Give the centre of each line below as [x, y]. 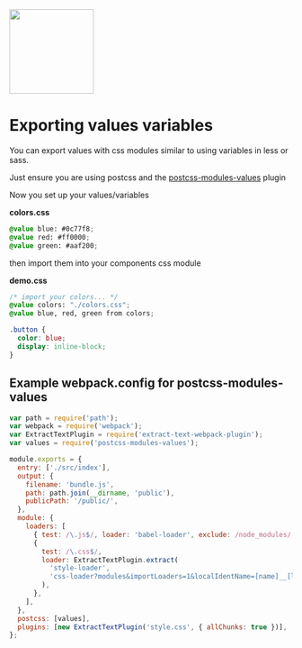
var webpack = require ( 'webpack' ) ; [76, 426]
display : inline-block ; [62, 346]
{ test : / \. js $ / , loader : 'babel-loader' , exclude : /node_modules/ [162, 534]
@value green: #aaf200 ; [54, 246]
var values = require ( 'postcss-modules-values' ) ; [104, 443]
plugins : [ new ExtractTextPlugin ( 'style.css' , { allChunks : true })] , [152, 627]
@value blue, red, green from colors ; [82, 314]
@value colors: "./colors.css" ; [70, 306]
